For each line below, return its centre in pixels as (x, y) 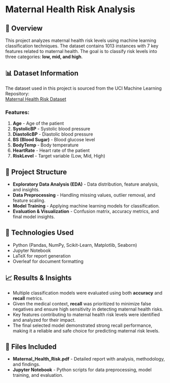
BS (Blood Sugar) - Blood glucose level (54, 140)
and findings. (26, 364)
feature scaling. (29, 200)
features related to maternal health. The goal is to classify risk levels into (81, 51)
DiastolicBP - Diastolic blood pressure (53, 134)
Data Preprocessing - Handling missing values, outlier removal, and (84, 195)
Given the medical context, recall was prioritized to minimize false (82, 303)
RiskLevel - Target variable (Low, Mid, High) (59, 156)
